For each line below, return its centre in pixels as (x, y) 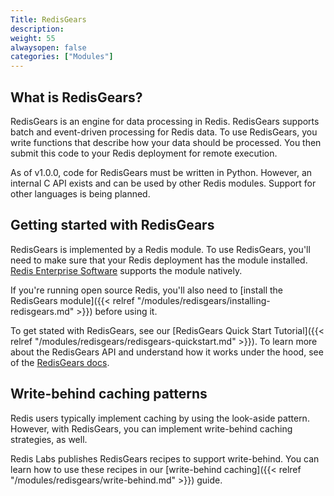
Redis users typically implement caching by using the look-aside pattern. (160, 418)
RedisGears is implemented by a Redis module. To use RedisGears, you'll (160, 249)
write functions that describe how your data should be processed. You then (166, 142)
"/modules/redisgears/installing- (203, 300)
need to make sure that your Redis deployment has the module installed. (159, 260)
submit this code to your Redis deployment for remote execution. (144, 153)
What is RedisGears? (76, 97)
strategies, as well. (49, 439)
